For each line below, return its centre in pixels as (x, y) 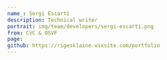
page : (15, 39)
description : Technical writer (53, 20)
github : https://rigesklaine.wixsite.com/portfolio (83, 46)
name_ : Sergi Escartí (39, 13)
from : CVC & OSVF (32, 33)
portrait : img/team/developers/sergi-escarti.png (81, 26)
